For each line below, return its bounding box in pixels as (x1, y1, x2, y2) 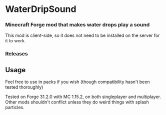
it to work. (5, 38, 26, 44)
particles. (5, 105, 25, 111)
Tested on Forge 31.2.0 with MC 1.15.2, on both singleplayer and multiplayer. (5, 94, 161, 100)
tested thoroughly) (5, 84, 43, 90)
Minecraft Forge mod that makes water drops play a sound (5, 21, 150, 28)
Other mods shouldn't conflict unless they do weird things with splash (5, 99, 149, 105)
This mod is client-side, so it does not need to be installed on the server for (5, 32, 160, 38)
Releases (5, 50, 28, 57)
